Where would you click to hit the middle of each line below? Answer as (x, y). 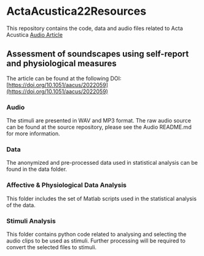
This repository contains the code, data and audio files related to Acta (95, 28)
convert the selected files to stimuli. (52, 247)
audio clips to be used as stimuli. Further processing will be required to (96, 241)
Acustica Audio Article (35, 34)
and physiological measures (61, 63)
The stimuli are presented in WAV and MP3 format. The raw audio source (99, 121)
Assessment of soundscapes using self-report (98, 54)
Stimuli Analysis (31, 220)
